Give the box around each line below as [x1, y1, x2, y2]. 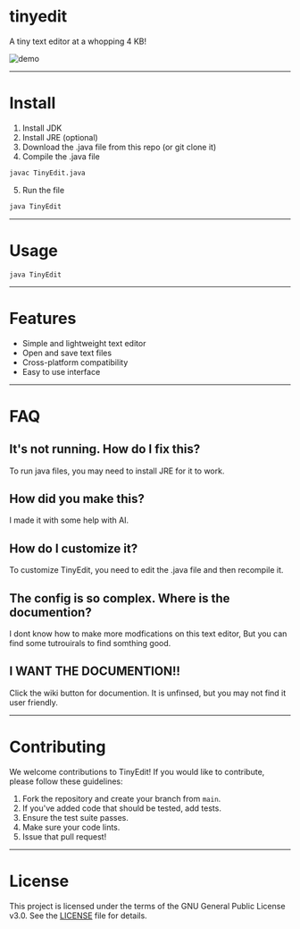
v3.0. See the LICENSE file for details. [9, 910, 147, 921]
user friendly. [9, 696, 58, 708]
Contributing [9, 737, 106, 757]
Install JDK [21, 123, 62, 133]
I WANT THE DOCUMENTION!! [9, 664, 181, 679]
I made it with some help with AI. [9, 515, 129, 525]
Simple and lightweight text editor [21, 337, 146, 348]
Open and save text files [21, 347, 112, 358]
